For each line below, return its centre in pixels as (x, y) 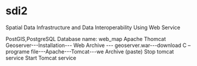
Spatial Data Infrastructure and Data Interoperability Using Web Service (93, 27)
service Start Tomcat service (41, 58)
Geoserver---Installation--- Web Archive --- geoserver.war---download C (96, 45)
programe (18, 51)
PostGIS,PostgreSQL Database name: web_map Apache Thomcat (86, 39)
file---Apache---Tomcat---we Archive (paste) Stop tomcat (103, 51)
